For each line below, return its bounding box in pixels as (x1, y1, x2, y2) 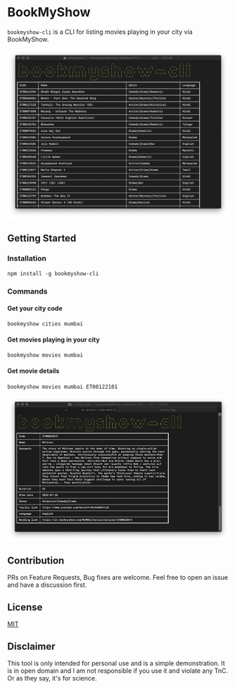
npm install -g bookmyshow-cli (7, 271, 99, 278)
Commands (7, 286, 48, 296)
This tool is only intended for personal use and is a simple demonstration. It (7, 659, 225, 668)
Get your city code (7, 304, 63, 312)
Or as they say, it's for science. (7, 674, 97, 683)
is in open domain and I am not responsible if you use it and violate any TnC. (7, 666, 229, 675)
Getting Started (7, 232, 77, 244)
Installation (7, 253, 47, 263)
